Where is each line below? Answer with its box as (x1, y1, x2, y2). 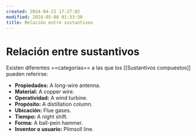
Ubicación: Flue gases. (14, 107, 72, 114)
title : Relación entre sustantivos (6, 19, 94, 25)
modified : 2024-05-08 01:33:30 (6, 14, 83, 20)
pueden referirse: (6, 71, 48, 78)
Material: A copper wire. (14, 88, 75, 95)
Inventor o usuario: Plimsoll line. (14, 126, 94, 133)
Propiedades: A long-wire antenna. (14, 82, 101, 89)
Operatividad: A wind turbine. (14, 95, 88, 102)
